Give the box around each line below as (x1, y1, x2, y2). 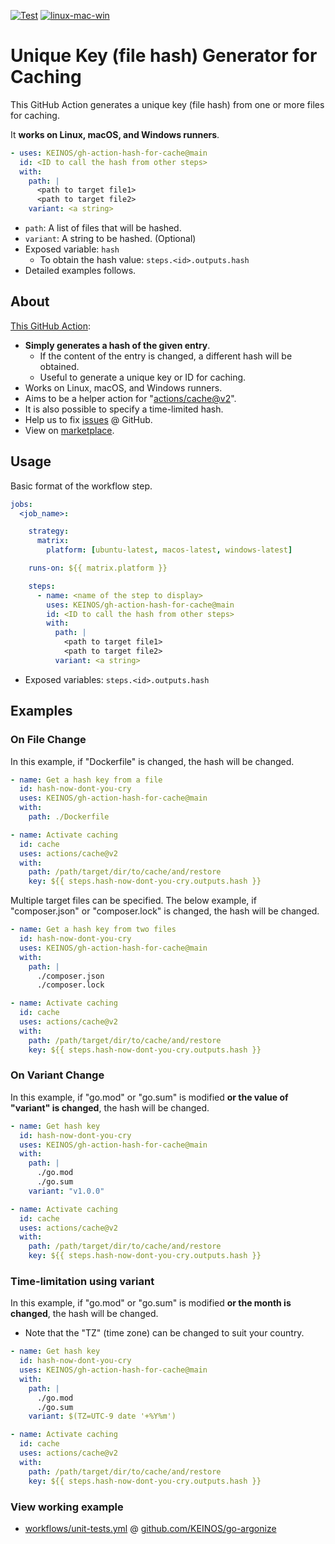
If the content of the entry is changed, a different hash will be (39, 350, 293, 362)
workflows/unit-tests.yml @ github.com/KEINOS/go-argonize (24, 1522, 277, 1534)
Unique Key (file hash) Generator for (10, 45, 318, 67)
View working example (10, 1500, 124, 1514)
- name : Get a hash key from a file (10, 775, 163, 785)
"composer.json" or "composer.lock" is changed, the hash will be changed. (10, 905, 320, 917)
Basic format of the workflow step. (10, 480, 153, 492)
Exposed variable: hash (24, 243, 120, 255)
